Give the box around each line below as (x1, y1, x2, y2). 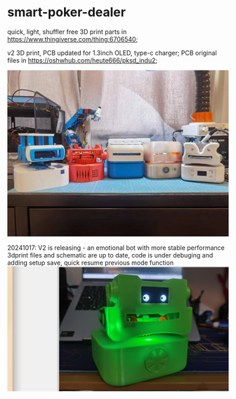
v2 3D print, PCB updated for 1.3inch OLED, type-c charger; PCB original (7, 49, 217, 57)
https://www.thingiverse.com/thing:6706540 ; (7, 34, 138, 43)
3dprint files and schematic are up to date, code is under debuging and (7, 251, 214, 259)
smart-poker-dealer (7, 4, 126, 20)
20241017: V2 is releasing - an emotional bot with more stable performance (7, 243, 225, 252)
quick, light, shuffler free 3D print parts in (7, 27, 127, 36)
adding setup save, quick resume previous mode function (7, 258, 174, 267)
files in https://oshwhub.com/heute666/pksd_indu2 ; (7, 56, 158, 64)
